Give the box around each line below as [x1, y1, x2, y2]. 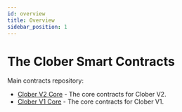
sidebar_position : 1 [7, 23, 68, 30]
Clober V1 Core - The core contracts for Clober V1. [17, 97, 164, 106]
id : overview [7, 10, 46, 17]
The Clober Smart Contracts [7, 53, 176, 69]
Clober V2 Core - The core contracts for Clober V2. [17, 90, 167, 99]
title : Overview [7, 17, 55, 24]
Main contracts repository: [7, 76, 84, 85]
